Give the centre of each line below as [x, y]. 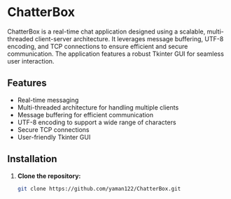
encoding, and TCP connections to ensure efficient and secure [98, 46]
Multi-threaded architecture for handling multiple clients [98, 107]
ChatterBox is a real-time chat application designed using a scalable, [106, 31]
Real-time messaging [48, 100]
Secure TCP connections [53, 129]
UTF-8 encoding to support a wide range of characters [97, 122]
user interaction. [31, 61]
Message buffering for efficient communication [85, 115]
